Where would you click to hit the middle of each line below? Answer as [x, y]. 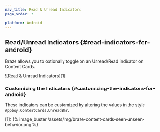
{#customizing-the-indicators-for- [113, 88]
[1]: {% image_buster [26, 119]
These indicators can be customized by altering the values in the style [75, 105]
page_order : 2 [19, 14]
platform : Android [24, 23]
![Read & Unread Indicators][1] [35, 76]
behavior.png [18, 125]
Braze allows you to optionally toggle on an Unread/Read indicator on [74, 61]
